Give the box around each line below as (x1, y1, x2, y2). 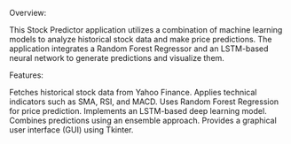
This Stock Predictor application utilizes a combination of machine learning (9, 25, 283, 34)
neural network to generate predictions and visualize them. (9, 53, 224, 63)
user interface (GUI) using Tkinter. (9, 125, 134, 135)
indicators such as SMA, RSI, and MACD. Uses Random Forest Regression (9, 96, 279, 107)
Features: (9, 70, 44, 80)
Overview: (9, 8, 47, 18)
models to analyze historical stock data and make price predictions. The (9, 34, 272, 44)
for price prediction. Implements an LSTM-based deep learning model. (9, 106, 268, 116)
